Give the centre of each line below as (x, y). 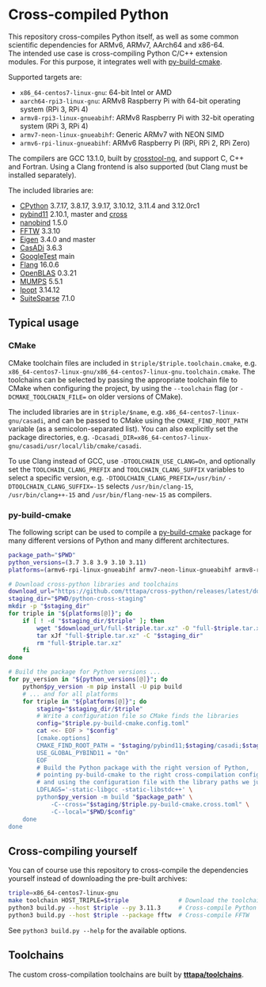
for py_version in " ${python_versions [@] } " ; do (88, 680)
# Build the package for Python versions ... (84, 672)
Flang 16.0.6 (39, 264)
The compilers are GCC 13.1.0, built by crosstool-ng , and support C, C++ (126, 158)
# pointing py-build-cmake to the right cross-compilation (136, 775)
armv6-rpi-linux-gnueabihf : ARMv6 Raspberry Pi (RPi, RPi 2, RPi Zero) (135, 142)
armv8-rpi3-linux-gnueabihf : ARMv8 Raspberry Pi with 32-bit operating (137, 117)
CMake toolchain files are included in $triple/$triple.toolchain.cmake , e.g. (133, 363)
